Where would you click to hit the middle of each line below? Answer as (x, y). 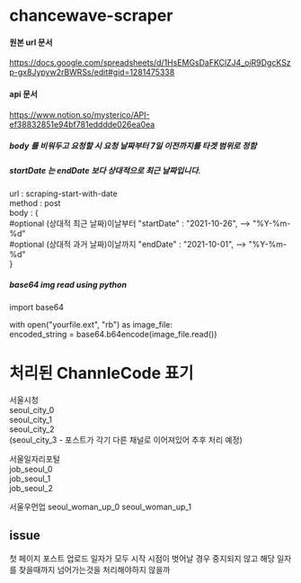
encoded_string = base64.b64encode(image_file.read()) (113, 334)
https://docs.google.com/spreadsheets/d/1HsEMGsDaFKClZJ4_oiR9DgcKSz (150, 63)
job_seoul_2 (31, 488)
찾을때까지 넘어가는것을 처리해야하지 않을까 (94, 570)
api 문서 (23, 94)
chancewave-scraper (91, 16)
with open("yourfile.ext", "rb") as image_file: (91, 324)
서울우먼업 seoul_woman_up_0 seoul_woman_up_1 (100, 507)
